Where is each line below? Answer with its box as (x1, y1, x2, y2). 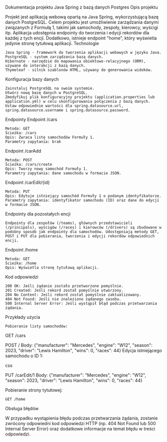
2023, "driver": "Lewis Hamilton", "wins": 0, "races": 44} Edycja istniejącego (5, 348, 162, 353)
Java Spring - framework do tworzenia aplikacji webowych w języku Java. (5, 50, 162, 55)
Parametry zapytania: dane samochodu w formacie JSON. (5, 171, 122, 176)
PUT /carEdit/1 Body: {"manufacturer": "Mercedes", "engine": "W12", (5, 372, 146, 378)
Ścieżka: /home (5, 261, 37, 266)
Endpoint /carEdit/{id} (5, 180, 50, 185)
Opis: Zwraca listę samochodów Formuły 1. (5, 135, 95, 140)
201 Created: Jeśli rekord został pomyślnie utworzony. (5, 288, 124, 293)
